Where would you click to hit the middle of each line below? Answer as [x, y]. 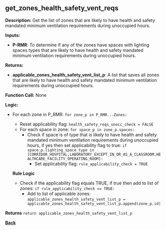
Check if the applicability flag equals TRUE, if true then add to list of [89, 183]
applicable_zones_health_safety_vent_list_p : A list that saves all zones [86, 75]
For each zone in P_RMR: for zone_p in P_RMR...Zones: [70, 114]
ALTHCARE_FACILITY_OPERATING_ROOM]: [65, 159]
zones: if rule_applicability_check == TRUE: [67, 188]
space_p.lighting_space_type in [61, 150]
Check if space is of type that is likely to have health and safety [92, 135]
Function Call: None [26, 95]
